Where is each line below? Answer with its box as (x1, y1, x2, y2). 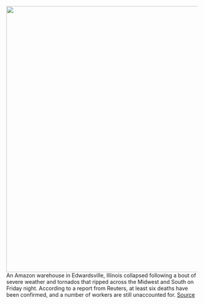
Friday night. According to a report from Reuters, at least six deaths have (6, 285, 188, 292)
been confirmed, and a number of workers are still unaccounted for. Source (6, 291, 195, 298)
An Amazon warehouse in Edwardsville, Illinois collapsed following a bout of (6, 272, 196, 279)
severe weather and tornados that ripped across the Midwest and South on (6, 278, 194, 285)
